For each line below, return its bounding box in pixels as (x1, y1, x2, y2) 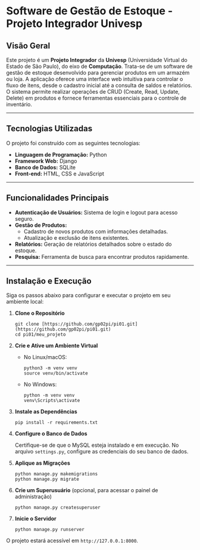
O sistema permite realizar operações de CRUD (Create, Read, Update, (6, 88, 180, 95)
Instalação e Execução (6, 276, 92, 286)
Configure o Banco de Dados (14, 430, 87, 437)
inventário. (6, 101, 33, 108)
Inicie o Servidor (14, 515, 57, 523)
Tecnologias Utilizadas (6, 123, 93, 134)
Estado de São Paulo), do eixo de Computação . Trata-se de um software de (6, 63, 193, 70)
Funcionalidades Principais (6, 193, 109, 203)
